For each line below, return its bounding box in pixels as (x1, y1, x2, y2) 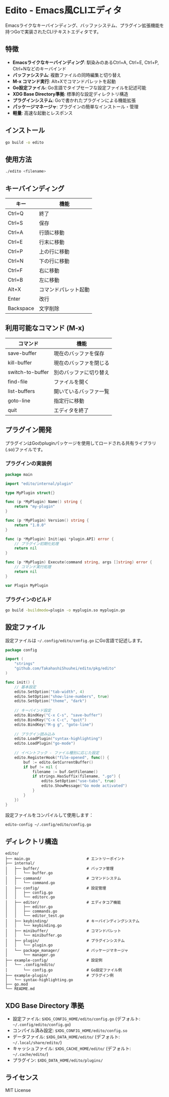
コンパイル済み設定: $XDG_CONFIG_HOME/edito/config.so (12, 1028, 128, 1034)
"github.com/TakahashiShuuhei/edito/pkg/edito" (14, 666, 116, 671)
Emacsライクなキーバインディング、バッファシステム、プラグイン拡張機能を (5, 22, 164, 28)
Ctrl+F (8, 267, 23, 274)
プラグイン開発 (5, 426, 52, 434)
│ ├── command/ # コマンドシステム (5, 876, 121, 881)
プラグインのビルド (5, 596, 52, 603)
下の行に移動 (39, 258, 70, 265)
